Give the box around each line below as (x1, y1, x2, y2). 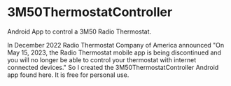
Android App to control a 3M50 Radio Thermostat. (7, 27, 152, 36)
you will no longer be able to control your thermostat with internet (7, 55, 197, 64)
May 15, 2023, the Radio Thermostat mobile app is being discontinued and (7, 48, 222, 57)
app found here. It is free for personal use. (7, 71, 129, 79)
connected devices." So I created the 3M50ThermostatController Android (7, 63, 219, 71)
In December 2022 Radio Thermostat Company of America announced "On (7, 41, 225, 49)
